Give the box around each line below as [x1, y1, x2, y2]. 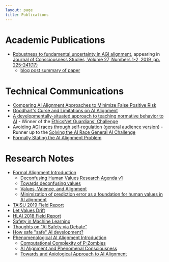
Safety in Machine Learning [12, 218, 71, 225]
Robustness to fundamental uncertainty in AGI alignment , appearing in [12, 51, 160, 57]
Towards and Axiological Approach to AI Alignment [20, 251, 127, 257]
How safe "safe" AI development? [12, 229, 84, 235]
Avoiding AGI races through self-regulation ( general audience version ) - [12, 124, 163, 130]
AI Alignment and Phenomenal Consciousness [20, 246, 117, 252]
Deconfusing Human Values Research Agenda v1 [20, 175, 123, 181]
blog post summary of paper [20, 67, 80, 74]
